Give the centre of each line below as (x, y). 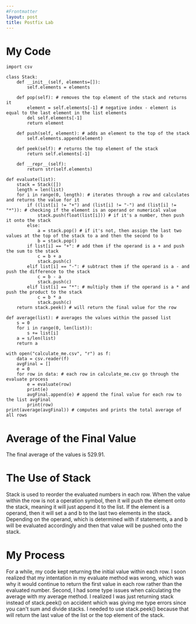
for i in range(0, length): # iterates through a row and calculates (103, 195)
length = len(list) (40, 190)
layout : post (22, 17)
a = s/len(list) (37, 338)
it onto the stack (28, 221)
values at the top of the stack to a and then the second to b (85, 236)
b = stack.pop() (57, 241)
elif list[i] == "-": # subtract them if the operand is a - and (109, 267)
